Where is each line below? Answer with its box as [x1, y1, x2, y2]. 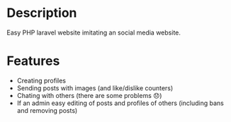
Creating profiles [16, 76, 67, 85]
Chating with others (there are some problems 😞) [16, 91, 162, 99]
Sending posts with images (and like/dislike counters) [16, 83, 174, 92]
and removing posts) [16, 106, 78, 114]
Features [6, 53, 60, 69]
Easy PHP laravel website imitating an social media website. [6, 28, 181, 37]
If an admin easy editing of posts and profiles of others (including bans [16, 99, 224, 107]
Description [6, 5, 77, 21]
